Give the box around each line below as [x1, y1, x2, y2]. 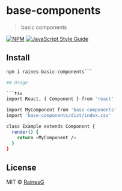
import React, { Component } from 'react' [6, 96, 114, 102]
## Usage [6, 80, 28, 86]
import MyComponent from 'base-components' [6, 107, 117, 113]
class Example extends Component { [6, 124, 96, 130]
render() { [11, 129, 39, 135]
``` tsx [6, 90, 23, 96]
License [6, 162, 37, 172]
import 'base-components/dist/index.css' [6, 113, 112, 119]
